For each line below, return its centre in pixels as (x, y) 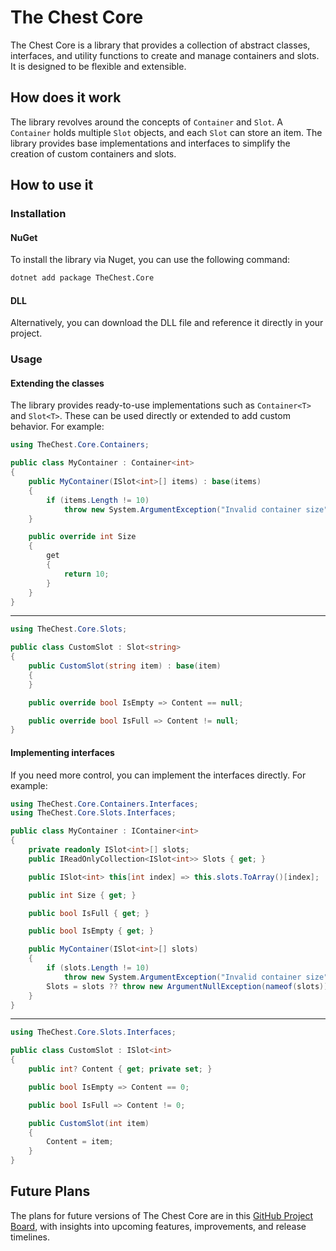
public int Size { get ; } (82, 895)
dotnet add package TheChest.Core (82, 278)
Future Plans (50, 1191)
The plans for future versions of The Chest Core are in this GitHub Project (162, 1215)
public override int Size (82, 537)
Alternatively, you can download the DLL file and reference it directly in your (167, 323)
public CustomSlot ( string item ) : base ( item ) (125, 666)
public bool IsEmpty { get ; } (91, 931)
